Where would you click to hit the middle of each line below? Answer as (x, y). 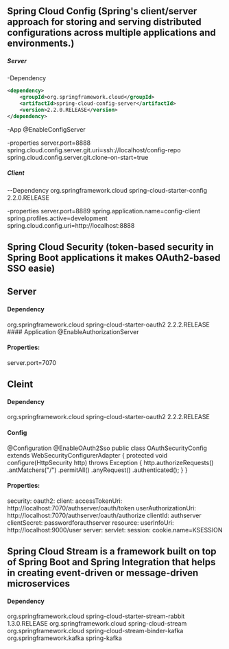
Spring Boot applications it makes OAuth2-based (114, 258)
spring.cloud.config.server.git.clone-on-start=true (78, 157)
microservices (39, 583)
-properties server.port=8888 (49, 143)
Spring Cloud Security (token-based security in (110, 247)
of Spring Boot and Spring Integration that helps (111, 562)
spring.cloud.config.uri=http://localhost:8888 (71, 225)
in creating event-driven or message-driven (103, 573)
